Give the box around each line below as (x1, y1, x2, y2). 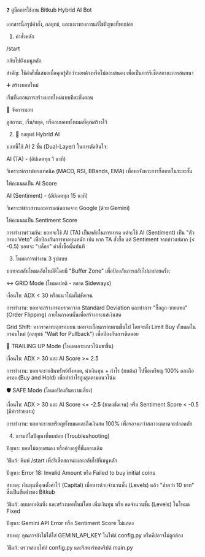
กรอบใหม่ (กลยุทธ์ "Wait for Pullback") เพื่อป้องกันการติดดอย (6, 330, 139, 337)
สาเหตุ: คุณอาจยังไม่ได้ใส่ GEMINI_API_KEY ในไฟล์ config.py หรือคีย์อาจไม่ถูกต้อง (6, 532, 184, 539)
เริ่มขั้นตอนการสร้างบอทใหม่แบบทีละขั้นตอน (6, 94, 93, 101)
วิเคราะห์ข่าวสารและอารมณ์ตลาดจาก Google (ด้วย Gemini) (6, 204, 130, 211)
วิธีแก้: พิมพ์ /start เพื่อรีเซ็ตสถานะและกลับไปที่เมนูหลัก (6, 457, 118, 464)
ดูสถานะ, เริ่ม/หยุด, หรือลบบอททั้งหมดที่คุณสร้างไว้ (6, 119, 107, 125)
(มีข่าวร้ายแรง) (6, 408, 36, 415)
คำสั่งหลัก (15, 33, 35, 40)
